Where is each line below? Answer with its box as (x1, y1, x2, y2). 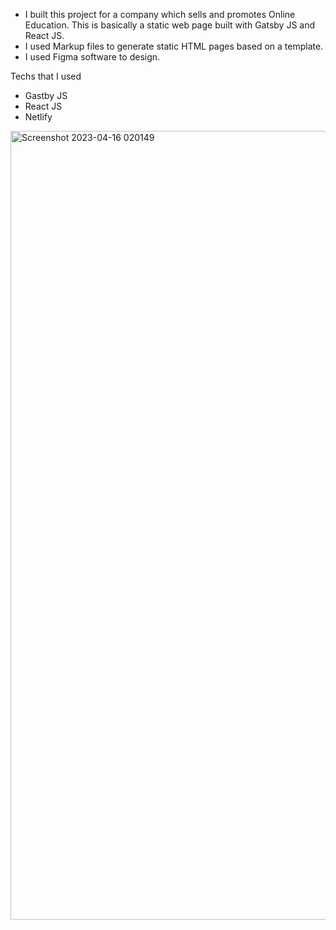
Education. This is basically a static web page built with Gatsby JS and (24, 19, 316, 31)
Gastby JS (24, 90, 68, 101)
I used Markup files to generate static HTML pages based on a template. (24, 40, 324, 52)
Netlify (24, 111, 53, 123)
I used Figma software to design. (24, 51, 161, 63)
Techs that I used (10, 70, 82, 82)
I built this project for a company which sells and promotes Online (24, 9, 296, 20)
